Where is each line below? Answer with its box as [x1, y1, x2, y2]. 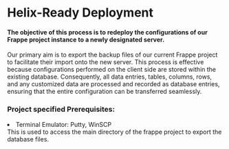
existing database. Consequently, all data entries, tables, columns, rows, [7, 72, 212, 81]
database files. [7, 135, 50, 143]
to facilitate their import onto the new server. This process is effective [7, 58, 204, 66]
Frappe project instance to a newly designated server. [7, 35, 165, 43]
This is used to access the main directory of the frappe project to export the [7, 128, 222, 136]
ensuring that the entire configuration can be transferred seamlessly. [7, 88, 202, 96]
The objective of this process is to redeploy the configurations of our [7, 28, 208, 36]
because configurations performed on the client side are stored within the [7, 66, 217, 74]
